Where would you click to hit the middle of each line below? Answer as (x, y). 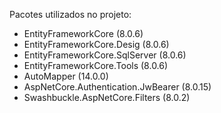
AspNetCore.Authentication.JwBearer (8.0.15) (117, 87)
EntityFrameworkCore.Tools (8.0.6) (96, 65)
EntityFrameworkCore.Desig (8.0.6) (96, 44)
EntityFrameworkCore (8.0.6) (83, 33)
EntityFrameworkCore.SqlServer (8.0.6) (105, 55)
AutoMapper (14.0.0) (66, 76)
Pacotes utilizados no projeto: (70, 14)
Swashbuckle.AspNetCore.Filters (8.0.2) (107, 97)
